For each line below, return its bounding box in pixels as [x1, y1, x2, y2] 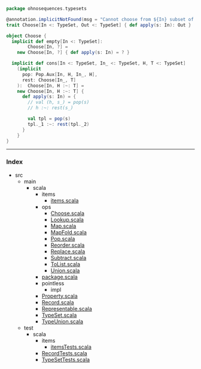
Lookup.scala [50, 216, 84, 223]
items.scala [50, 196, 79, 204]
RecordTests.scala [41, 349, 88, 356]
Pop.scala [50, 235, 75, 242]
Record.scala [41, 298, 74, 306]
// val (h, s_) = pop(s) [28, 99, 90, 105]
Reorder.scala [50, 241, 85, 249]
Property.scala [41, 292, 78, 300]
